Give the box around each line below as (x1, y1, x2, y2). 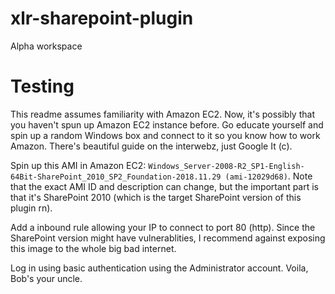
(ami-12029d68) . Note (224, 170, 313, 182)
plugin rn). (10, 202, 53, 214)
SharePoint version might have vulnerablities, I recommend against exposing (10, 232, 326, 244)
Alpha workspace (10, 40, 83, 52)
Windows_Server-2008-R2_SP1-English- (148, 161, 305, 171)
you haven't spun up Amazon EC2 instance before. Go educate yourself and (10, 118, 324, 131)
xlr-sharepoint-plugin (10, 7, 194, 30)
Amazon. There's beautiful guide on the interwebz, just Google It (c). (10, 140, 293, 152)
